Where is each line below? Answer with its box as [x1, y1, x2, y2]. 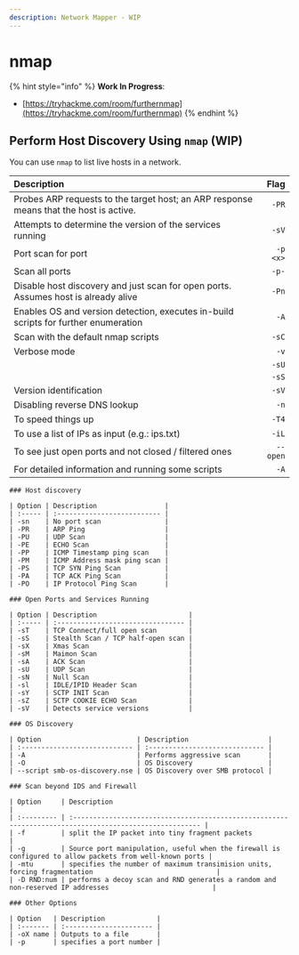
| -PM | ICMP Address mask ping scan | [9, 556, 169, 565]
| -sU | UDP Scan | [9, 665, 193, 675]
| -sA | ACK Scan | [9, 658, 193, 667]
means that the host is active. [13, 204, 136, 216]
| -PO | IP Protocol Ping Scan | [9, 579, 169, 588]
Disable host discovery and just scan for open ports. [13, 279, 231, 292]
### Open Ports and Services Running [9, 595, 149, 604]
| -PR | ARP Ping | [9, 525, 169, 534]
